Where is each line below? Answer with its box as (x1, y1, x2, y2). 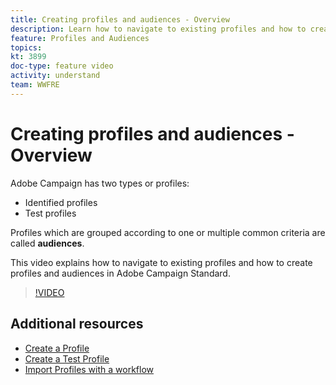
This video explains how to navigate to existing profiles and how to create (10, 256, 313, 268)
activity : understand (10, 71, 101, 81)
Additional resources (10, 316, 144, 333)
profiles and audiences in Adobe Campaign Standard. (10, 267, 231, 279)
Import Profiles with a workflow (24, 363, 155, 375)
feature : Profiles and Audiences (10, 33, 150, 43)
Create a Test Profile (24, 352, 110, 365)
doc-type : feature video (10, 61, 114, 71)
